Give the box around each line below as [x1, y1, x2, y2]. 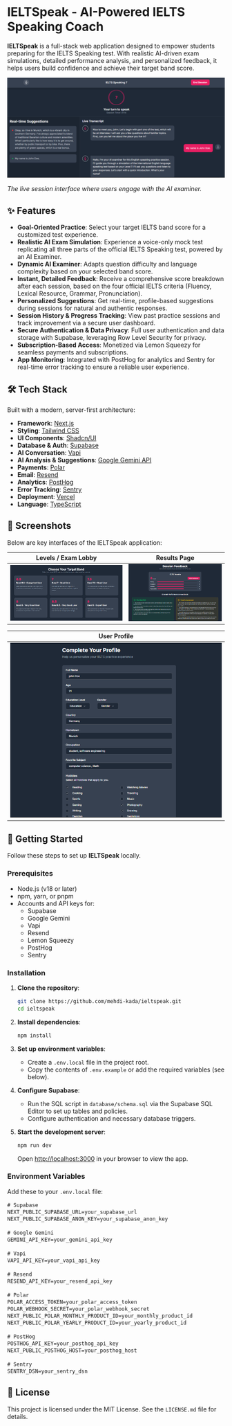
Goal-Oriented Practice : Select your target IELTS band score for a [17, 223, 206, 232]
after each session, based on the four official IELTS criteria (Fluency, [17, 282, 212, 291]
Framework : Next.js [17, 419, 75, 427]
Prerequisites [7, 869, 53, 878]
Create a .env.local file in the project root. [27, 1058, 150, 1066]
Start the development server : [17, 1128, 106, 1136]
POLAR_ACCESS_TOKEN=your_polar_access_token [7, 1299, 137, 1306]
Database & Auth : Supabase [17, 441, 99, 449]
